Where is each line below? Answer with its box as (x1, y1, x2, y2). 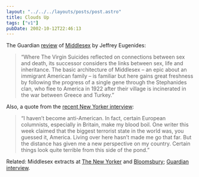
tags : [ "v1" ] (6, 20, 39, 26)
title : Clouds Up (6, 14, 50, 20)
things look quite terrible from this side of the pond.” (20, 147, 150, 154)
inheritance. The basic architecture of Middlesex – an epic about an (20, 66, 187, 74)
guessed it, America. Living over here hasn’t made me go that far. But (20, 134, 192, 141)
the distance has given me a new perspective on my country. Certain (20, 140, 191, 147)
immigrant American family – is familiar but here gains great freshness (20, 72, 194, 80)
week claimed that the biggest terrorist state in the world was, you (20, 127, 184, 135)
